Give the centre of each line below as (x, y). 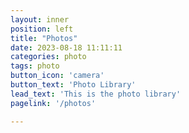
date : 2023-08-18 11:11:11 (66, 47)
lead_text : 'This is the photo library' (96, 94)
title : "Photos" (44, 38)
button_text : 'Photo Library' (73, 85)
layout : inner (40, 19)
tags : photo (35, 66)
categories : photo (48, 57)
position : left (42, 29)
